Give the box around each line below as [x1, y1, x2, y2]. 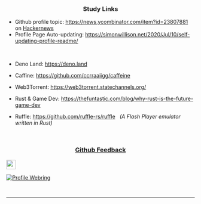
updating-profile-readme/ [14, 38, 79, 45]
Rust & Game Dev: [14, 95, 60, 103]
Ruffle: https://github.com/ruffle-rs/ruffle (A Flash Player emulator [14, 113, 181, 120]
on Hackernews [14, 24, 54, 32]
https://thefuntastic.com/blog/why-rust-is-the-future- [60, 95, 193, 103]
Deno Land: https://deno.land [14, 60, 88, 67]
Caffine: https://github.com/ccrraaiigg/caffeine [14, 72, 130, 79]
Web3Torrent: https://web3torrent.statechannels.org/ [14, 84, 147, 91]
